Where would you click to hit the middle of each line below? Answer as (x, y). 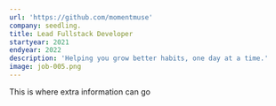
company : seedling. (45, 26)
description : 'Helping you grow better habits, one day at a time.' (139, 58)
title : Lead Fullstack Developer (71, 34)
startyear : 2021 (39, 42)
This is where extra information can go (80, 91)
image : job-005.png (45, 67)
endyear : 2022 (36, 50)
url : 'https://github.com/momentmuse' (81, 17)
